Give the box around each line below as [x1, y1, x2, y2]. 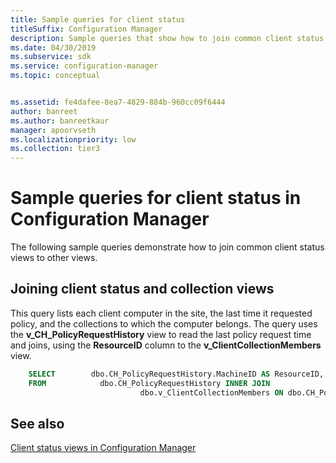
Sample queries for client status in [10, 187, 302, 210]
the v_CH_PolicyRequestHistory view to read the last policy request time [10, 328, 312, 340]
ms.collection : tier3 [10, 144, 101, 154]
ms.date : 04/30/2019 [10, 42, 97, 53]
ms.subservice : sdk [10, 52, 92, 62]
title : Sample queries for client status [10, 14, 186, 25]
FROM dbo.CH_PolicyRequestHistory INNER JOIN [28, 378, 271, 388]
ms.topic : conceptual [10, 71, 101, 81]
